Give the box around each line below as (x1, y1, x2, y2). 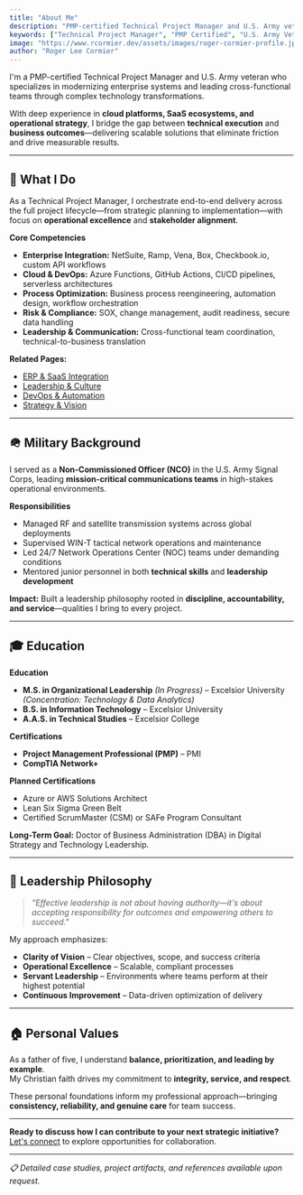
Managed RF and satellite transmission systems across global (22, 518, 252, 529)
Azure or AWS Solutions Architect (22, 792, 148, 803)
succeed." (31, 917, 69, 928)
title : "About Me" (9, 13, 78, 23)
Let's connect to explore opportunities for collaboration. (9, 1136, 217, 1147)
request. (9, 1175, 41, 1187)
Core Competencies (9, 232, 87, 243)
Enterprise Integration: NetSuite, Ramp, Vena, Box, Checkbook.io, (22, 249, 270, 260)
